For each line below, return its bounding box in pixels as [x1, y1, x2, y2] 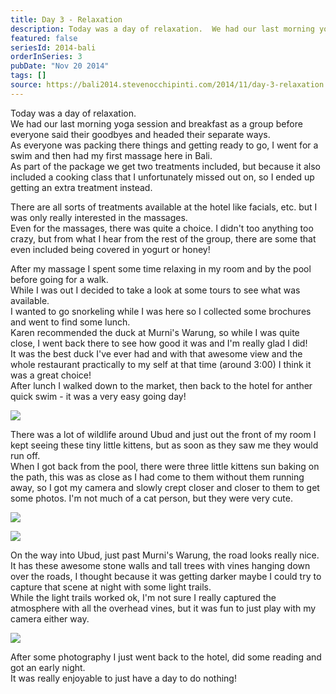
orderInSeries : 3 [10, 52, 83, 62]
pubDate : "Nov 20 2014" [10, 61, 110, 71]
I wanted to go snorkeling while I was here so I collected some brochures [10, 305, 312, 317]
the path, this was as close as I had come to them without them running [10, 471, 305, 483]
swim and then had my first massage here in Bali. [10, 149, 213, 161]
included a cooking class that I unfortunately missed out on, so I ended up [10, 171, 315, 183]
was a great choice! [10, 369, 92, 381]
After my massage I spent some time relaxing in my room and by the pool [10, 262, 312, 275]
